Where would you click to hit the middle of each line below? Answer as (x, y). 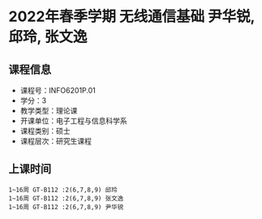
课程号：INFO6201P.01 (58, 90)
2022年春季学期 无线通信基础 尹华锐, (132, 17)
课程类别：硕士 (45, 131)
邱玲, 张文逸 (48, 37)
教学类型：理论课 (49, 111)
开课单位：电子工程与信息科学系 (73, 121)
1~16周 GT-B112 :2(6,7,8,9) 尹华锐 (66, 207)
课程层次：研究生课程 (56, 141)
